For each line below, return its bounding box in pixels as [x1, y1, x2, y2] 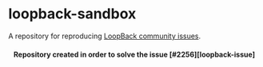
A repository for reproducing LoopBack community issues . [8, 31, 201, 41]
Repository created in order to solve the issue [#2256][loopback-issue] [13, 49, 256, 59]
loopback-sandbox [8, 5, 137, 23]
